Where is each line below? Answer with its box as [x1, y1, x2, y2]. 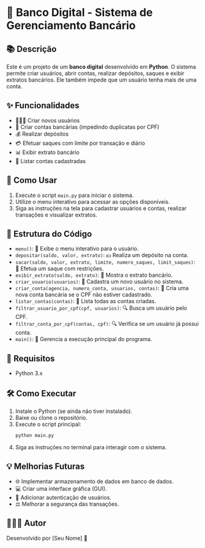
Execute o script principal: [15, 420, 81, 428]
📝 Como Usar [6, 175, 58, 186]
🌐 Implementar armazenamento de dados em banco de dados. [15, 477, 174, 485]
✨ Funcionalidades [6, 101, 80, 111]
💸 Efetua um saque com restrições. [15, 265, 104, 272]
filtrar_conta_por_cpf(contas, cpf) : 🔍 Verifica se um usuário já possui [15, 320, 199, 328]
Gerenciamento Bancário [6, 18, 136, 33]
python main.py [15, 433, 54, 439]
